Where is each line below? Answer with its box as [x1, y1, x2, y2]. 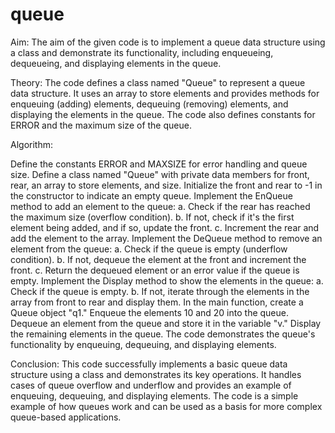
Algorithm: [10, 138, 53, 150]
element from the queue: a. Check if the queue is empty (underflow [10, 243, 288, 255]
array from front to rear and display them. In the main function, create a [10, 296, 304, 308]
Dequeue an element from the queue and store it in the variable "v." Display [10, 317, 322, 329]
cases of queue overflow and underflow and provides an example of [10, 379, 292, 391]
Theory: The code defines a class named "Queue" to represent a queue [10, 76, 306, 88]
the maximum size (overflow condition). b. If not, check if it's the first [10, 211, 295, 223]
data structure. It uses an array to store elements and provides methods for [10, 87, 320, 99]
